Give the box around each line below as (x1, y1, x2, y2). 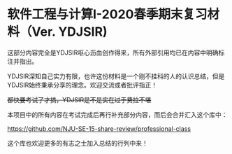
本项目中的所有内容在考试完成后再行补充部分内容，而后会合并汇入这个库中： (7, 110, 228, 119)
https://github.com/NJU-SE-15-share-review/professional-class (7, 124, 191, 133)
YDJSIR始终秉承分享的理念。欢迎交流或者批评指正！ (7, 80, 158, 89)
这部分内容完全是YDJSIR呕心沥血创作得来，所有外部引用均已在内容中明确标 (7, 48, 225, 57)
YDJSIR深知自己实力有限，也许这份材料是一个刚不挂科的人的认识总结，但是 (7, 71, 225, 80)
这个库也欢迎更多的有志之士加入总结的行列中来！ (7, 139, 148, 147)
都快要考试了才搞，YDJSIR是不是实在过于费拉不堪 (7, 95, 152, 104)
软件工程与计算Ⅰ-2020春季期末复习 (7, 6, 208, 22)
